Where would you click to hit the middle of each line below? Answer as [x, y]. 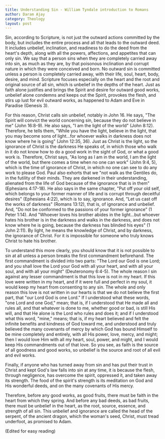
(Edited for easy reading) [30, 431]
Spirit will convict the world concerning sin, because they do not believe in [81, 120]
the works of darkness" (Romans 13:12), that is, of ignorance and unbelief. [80, 204]
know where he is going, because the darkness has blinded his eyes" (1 [78, 225]
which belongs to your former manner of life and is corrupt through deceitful [82, 194]
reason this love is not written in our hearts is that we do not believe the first [82, 293]
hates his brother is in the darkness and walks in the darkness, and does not [82, 220]
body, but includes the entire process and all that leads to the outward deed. [82, 43]
